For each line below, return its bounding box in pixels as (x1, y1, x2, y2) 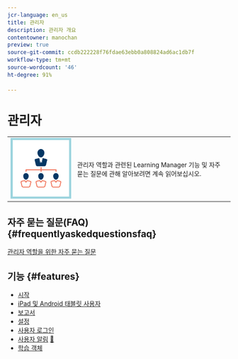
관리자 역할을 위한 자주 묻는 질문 (7, 248, 97, 256)
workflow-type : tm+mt (7, 57, 72, 64)
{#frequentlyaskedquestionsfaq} (7, 228, 157, 240)
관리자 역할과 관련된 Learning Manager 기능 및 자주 (76, 160, 221, 169)
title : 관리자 (7, 18, 45, 26)
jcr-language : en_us (7, 11, 69, 18)
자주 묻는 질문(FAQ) (7, 216, 89, 228)
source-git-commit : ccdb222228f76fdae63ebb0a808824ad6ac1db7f (7, 49, 195, 56)
